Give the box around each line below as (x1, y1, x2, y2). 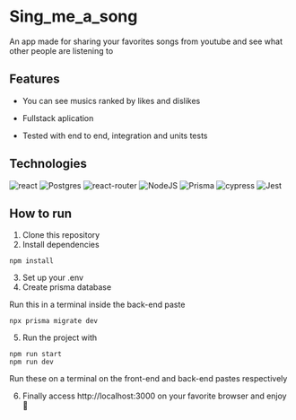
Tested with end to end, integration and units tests (22, 130, 208, 141)
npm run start (9, 350, 63, 359)
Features (9, 72, 60, 87)
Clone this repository (22, 230, 100, 241)
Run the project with (22, 332, 98, 343)
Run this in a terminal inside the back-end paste (9, 299, 186, 311)
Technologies (9, 156, 88, 171)
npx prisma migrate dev (9, 317, 99, 326)
